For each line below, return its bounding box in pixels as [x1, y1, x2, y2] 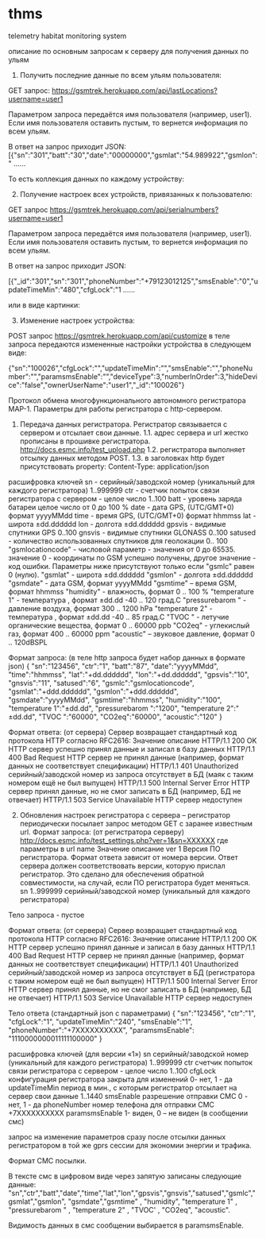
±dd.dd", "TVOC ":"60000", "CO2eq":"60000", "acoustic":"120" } [8, 712, 222, 722]
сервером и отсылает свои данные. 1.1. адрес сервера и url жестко [19, 427, 249, 437]
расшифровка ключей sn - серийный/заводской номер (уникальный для [8, 477, 256, 486]
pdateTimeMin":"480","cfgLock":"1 [8, 284, 121, 294]
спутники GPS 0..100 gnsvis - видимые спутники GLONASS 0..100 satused [8, 528, 256, 537]
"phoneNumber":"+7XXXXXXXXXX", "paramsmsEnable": [8, 1025, 195, 1035]
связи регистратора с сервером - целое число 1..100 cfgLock [8, 1066, 217, 1075]
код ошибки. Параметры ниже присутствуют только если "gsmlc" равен [8, 561, 255, 571]
